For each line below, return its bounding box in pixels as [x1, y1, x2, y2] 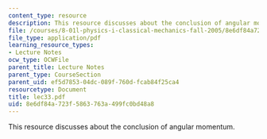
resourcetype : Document [8, 85, 87, 94]
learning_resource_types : [8, 41, 94, 49]
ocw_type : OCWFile [8, 56, 69, 64]
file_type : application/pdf [8, 33, 102, 42]
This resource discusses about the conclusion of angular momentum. [8, 122, 236, 132]
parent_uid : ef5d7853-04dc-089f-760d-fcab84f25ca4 [8, 78, 180, 86]
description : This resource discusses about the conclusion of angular [8, 19, 250, 27]
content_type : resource [8, 11, 87, 20]
